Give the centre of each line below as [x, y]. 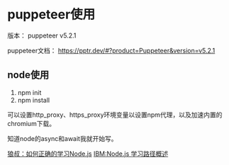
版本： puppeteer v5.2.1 [42, 35]
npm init [29, 92]
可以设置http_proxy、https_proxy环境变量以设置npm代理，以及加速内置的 [115, 115]
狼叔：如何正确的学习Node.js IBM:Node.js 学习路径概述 [88, 154]
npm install [34, 100]
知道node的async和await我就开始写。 [62, 138]
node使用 [28, 75]
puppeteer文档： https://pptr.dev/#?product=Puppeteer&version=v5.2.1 [111, 50]
